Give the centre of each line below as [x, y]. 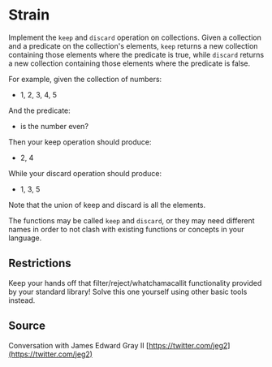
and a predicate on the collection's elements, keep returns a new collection [133, 45]
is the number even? [54, 126]
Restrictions [40, 263]
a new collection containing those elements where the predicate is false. [130, 63]
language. [25, 238]
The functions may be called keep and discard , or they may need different [132, 220]
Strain [29, 15]
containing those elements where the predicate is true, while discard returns [136, 54]
